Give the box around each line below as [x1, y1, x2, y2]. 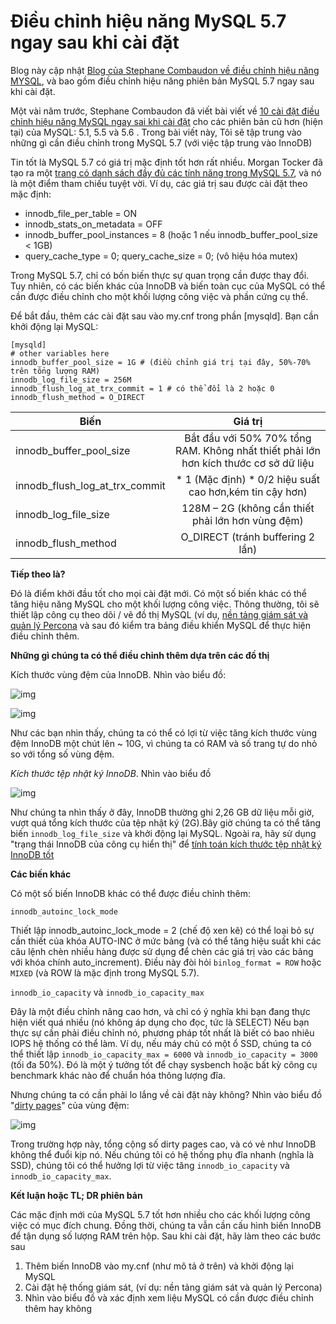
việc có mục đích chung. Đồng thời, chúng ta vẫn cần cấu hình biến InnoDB [10, 1219, 322, 1231]
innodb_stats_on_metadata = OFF [24, 218, 163, 230]
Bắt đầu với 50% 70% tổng [184, 431, 312, 445]
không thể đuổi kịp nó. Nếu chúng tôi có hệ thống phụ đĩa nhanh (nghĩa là [10, 1148, 315, 1160]
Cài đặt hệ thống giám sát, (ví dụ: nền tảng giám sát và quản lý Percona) [24, 1281, 323, 1293]
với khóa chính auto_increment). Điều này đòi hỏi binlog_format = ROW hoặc [10, 956, 322, 968]
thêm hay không [24, 1302, 92, 1314]
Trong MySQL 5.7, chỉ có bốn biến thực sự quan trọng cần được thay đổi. [10, 269, 310, 281]
